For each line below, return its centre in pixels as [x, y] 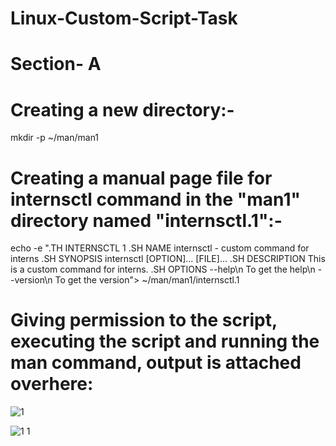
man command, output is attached [156, 363]
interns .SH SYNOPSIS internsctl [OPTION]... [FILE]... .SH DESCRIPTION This [168, 259]
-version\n [31, 280]
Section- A [56, 64]
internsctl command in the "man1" [155, 199]
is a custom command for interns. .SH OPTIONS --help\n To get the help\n [163, 269]
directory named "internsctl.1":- [146, 220]
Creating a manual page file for [141, 178]
